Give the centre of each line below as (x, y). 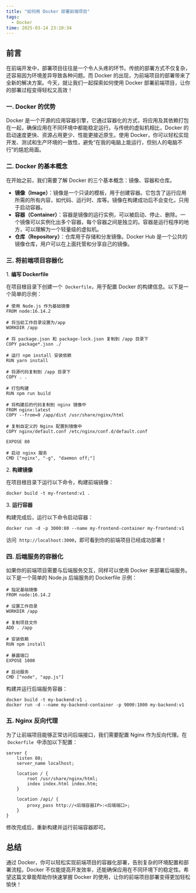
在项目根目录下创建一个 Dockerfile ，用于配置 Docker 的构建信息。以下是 (95, 287)
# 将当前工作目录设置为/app (36, 322)
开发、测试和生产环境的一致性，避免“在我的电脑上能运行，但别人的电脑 (92, 142)
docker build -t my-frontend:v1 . (48, 493)
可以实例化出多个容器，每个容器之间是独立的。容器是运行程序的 (107, 222)
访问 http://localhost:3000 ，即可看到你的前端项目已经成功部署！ (86, 540)
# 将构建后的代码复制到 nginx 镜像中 (46, 405)
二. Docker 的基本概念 (37, 166)
